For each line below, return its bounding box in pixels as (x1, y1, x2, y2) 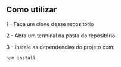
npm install (6, 55, 36, 61)
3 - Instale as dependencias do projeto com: (6, 43, 115, 50)
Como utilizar (6, 5, 58, 15)
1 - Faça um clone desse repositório (6, 20, 94, 27)
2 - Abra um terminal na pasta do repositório (6, 32, 116, 39)
